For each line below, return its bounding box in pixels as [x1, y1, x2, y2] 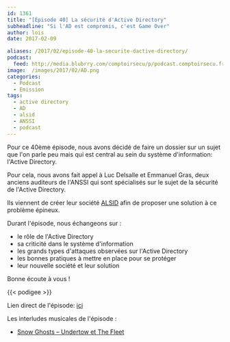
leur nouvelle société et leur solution [16, 261, 120, 269]
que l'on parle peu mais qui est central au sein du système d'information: [7, 150, 213, 158]
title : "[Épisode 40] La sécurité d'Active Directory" [7, 16, 167, 23]
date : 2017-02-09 [7, 36, 57, 42]
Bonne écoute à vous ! [7, 274, 71, 282]
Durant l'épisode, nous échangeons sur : [7, 219, 122, 227]
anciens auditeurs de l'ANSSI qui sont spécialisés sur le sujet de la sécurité [7, 178, 218, 186]
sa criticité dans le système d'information [16, 239, 133, 248]
